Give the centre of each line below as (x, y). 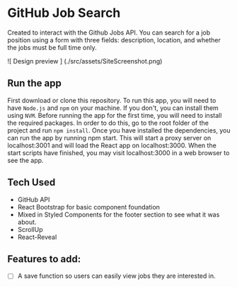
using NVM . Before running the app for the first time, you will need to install (115, 115)
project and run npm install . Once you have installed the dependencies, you (119, 130)
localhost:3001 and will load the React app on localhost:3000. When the (112, 145)
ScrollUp (30, 229)
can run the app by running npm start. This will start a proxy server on (109, 138)
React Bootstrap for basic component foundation (89, 207)
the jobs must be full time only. (52, 47)
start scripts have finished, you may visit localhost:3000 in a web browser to (118, 152)
